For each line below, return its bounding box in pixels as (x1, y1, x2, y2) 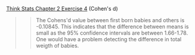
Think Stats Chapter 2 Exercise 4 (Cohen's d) (6, 5, 118, 12)
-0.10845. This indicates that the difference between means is (35, 23, 189, 30)
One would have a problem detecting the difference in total (35, 36, 182, 42)
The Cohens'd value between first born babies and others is (35, 17, 185, 23)
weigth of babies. (35, 42, 79, 49)
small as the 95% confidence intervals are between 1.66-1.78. (35, 29, 188, 36)
